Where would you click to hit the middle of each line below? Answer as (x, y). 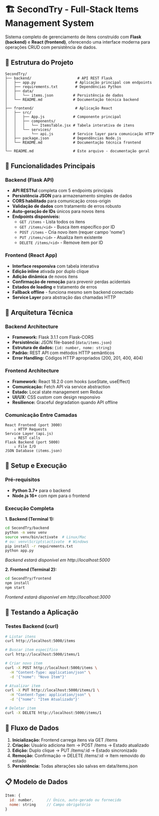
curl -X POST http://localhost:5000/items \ (51, 668)
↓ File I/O (25, 447)
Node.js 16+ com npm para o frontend (51, 496)
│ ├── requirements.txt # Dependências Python (63, 87)
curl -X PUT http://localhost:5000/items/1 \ (52, 690)
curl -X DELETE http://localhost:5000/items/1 (53, 713)
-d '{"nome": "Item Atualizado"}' (45, 699)
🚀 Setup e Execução (36, 466)
